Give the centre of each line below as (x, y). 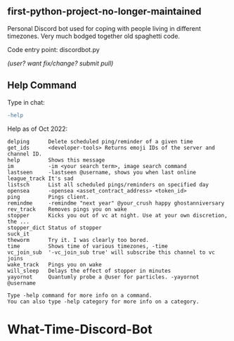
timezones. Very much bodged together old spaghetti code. (94, 36)
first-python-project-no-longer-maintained (104, 12)
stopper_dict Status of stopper (54, 228)
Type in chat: (26, 102)
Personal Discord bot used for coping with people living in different (104, 28)
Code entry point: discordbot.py (53, 49)
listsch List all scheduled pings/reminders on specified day (108, 185)
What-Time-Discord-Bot (80, 329)
